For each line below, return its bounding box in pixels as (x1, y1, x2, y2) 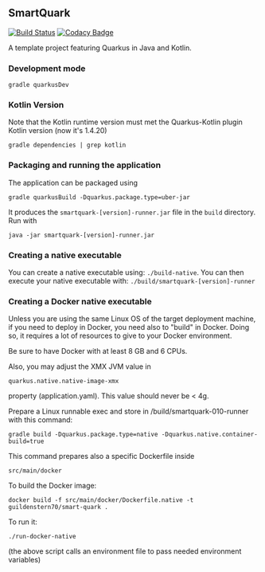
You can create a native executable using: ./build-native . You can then (8, 268, 244, 277)
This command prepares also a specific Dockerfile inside (8, 452, 195, 461)
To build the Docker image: (8, 481, 97, 491)
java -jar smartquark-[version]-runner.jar (8, 231, 155, 239)
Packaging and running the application (8, 159, 162, 170)
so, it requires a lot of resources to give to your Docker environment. (8, 331, 232, 341)
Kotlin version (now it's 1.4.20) (8, 126, 107, 135)
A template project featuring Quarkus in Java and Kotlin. (8, 43, 193, 53)
